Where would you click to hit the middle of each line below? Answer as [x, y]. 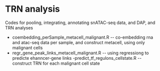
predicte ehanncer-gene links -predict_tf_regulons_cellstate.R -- [77, 58]
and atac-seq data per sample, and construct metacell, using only [79, 42]
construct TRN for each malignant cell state [56, 63]
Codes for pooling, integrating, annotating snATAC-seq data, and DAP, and [80, 23]
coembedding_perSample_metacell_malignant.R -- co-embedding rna [82, 37]
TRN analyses [19, 27]
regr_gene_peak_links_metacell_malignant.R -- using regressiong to [80, 53]
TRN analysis [33, 9]
